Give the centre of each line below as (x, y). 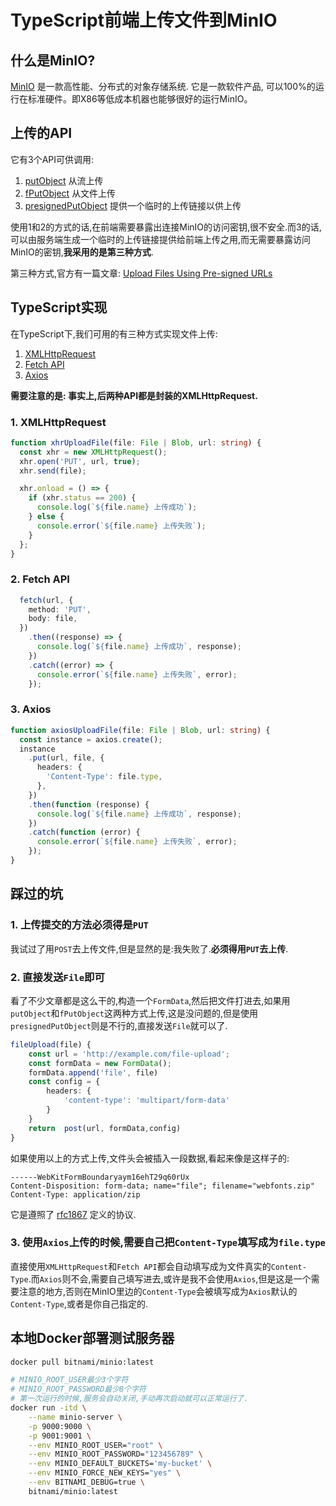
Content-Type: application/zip (75, 1194)
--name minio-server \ (75, 1417)
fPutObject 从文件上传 (70, 193)
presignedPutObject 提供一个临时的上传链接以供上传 (133, 205)
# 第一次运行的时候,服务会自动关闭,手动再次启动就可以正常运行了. (129, 1399)
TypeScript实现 (59, 307)
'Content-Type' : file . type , (104, 777)
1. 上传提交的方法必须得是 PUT (79, 925)
